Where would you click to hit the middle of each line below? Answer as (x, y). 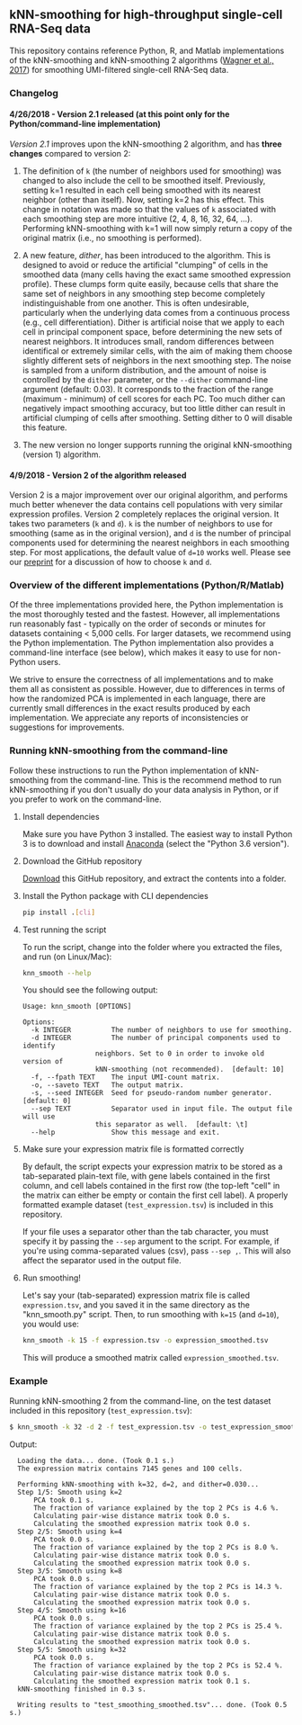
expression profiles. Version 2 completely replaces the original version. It (144, 514)
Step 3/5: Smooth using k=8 (70, 1571)
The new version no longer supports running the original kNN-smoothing (157, 445)
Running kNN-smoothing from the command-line (119, 750)
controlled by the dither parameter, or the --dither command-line (145, 379)
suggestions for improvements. (67, 727)
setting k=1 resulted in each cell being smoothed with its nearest (142, 190)
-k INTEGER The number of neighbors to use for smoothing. (162, 1030)
